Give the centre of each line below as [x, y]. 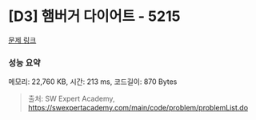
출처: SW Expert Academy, [71, 99]
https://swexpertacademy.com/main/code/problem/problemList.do [138, 108]
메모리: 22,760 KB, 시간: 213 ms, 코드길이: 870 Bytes [93, 82]
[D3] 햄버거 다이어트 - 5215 [94, 16]
